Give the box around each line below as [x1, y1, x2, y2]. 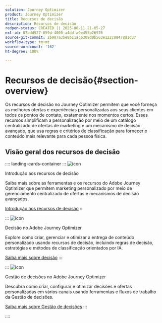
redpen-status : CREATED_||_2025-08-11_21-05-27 [5, 26, 106, 31]
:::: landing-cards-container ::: [5, 161, 66, 167]
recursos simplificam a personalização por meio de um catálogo [5, 117, 136, 123]
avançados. [5, 196, 29, 202]
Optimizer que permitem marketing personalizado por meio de [5, 185, 132, 191]
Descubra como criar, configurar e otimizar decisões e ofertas [5, 284, 132, 290]
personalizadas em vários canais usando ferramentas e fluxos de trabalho [5, 289, 157, 295]
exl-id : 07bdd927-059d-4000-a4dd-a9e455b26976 [5, 30, 103, 35]
